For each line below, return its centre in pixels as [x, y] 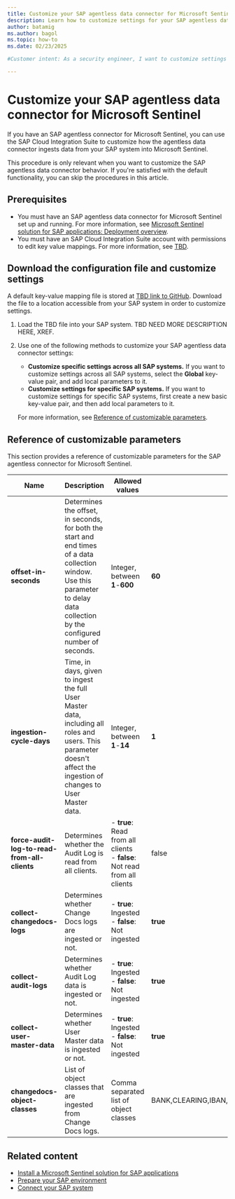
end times [80, 546]
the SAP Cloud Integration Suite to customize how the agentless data [107, 142]
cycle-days [30, 741]
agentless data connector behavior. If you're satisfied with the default [107, 170]
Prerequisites [37, 199]
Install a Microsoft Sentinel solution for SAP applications [98, 1173]
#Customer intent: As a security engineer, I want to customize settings [117, 59]
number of [81, 642]
